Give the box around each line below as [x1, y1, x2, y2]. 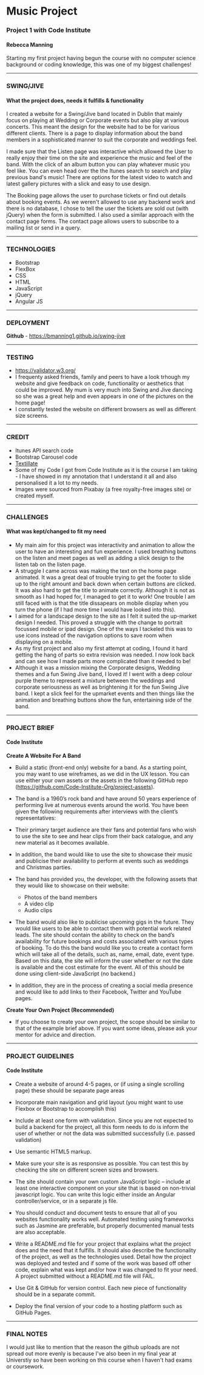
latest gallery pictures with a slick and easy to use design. [6, 180, 151, 188]
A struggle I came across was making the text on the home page [15, 567, 177, 575]
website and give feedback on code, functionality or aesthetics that [15, 380, 184, 387]
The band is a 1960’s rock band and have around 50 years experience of [15, 794, 197, 802]
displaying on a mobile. [15, 638, 73, 645]
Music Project [6, 4, 78, 18]
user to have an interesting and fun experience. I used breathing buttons [15, 548, 196, 555]
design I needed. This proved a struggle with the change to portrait [15, 618, 183, 626]
